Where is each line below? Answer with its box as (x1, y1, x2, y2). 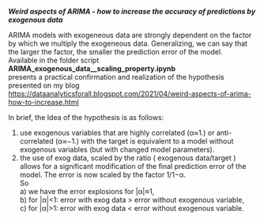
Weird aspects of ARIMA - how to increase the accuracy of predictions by (8, 7, 256, 16)
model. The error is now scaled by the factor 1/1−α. (19, 170, 187, 179)
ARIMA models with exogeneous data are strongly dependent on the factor (8, 31, 252, 39)
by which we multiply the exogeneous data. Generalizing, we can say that (8, 39, 247, 48)
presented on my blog (8, 81, 81, 90)
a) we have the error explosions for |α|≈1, (19, 187, 155, 196)
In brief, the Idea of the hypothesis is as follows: (8, 113, 164, 122)
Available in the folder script (8, 55, 100, 65)
